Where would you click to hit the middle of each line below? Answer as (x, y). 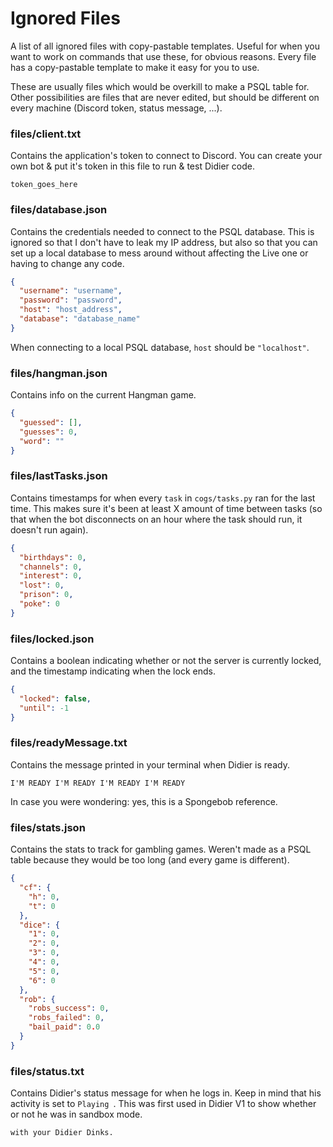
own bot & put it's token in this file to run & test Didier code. (132, 166)
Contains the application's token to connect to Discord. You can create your (166, 156)
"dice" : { (39, 925)
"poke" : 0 (39, 604)
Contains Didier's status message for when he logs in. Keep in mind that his (166, 1093)
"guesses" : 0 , (48, 432)
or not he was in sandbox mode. (76, 1114)
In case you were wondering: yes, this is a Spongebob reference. (144, 801)
